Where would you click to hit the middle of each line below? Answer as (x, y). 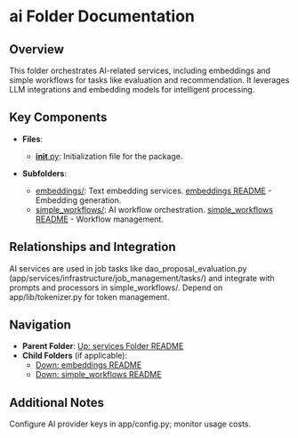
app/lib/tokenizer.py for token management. (89, 296)
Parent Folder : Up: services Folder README (103, 346)
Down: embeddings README (89, 365)
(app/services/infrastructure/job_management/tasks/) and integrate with (142, 278)
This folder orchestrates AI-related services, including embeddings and (140, 70)
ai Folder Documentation (102, 16)
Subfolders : (44, 173)
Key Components (58, 118)
